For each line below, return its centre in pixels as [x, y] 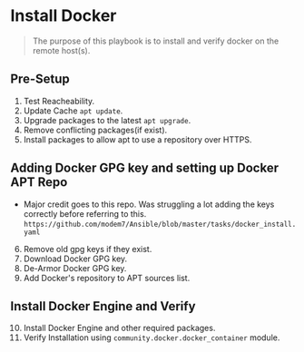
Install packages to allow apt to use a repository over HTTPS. [137, 139]
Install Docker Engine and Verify [103, 306]
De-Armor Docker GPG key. [75, 268]
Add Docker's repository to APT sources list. [107, 278]
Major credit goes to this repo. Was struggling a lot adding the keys [149, 204]
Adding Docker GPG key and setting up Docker [145, 168]
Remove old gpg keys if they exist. [88, 249]
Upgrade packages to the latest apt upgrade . [107, 120]
